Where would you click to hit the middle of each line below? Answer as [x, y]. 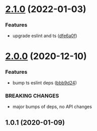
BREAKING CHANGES [32, 95]
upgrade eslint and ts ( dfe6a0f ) [45, 36]
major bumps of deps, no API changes [52, 107]
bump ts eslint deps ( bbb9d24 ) [44, 83]
